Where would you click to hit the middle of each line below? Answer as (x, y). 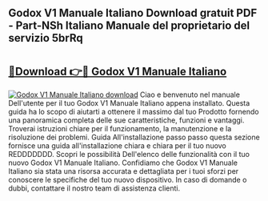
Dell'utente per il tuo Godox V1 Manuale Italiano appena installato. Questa (129, 103)
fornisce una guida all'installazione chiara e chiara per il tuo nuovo (117, 146)
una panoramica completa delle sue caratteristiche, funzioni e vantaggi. (126, 120)
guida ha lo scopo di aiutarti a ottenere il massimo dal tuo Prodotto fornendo (134, 112)
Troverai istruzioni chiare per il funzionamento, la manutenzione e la (120, 129)
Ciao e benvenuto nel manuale (190, 94)
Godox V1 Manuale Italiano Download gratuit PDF (133, 13)
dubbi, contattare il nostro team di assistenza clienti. (94, 188)
